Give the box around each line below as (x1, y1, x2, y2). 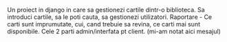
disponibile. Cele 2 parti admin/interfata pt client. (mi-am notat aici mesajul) (7, 27, 221, 35)
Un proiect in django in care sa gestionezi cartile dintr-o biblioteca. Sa (7, 6, 205, 14)
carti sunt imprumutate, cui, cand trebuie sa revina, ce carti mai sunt (7, 20, 201, 28)
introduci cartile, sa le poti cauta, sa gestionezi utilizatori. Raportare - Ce (7, 13, 213, 21)
